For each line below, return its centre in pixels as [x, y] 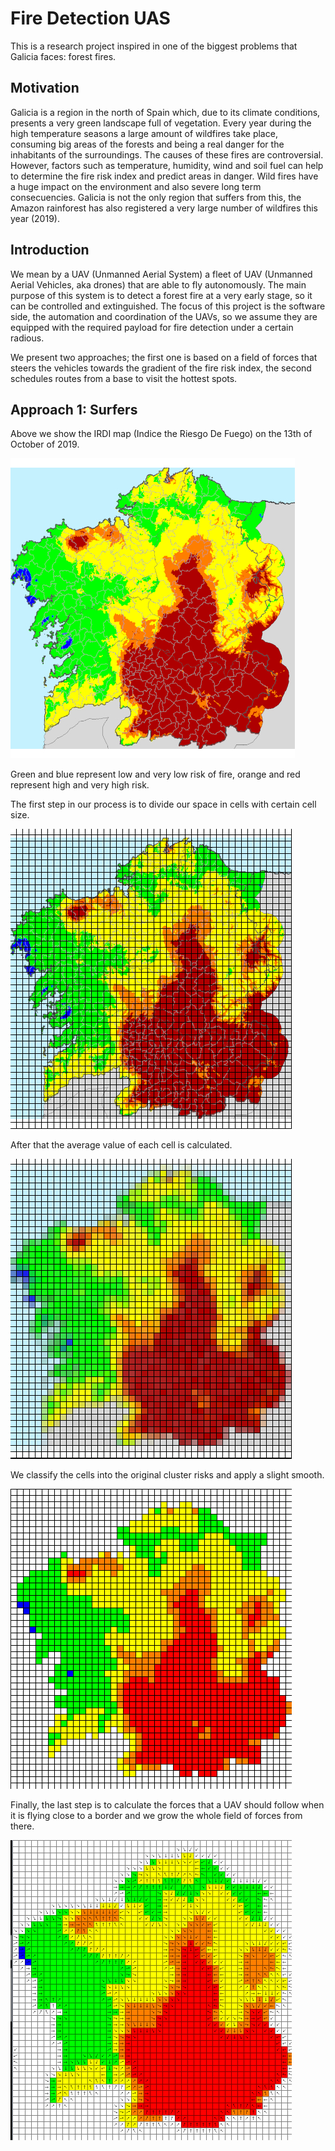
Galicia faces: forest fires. [63, 56]
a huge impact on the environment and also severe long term [136, 186]
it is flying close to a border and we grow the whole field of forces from [156, 1816]
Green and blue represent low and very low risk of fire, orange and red [155, 774]
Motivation [45, 88]
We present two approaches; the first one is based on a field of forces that [164, 357]
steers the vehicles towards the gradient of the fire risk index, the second [161, 368]
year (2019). [35, 218]
